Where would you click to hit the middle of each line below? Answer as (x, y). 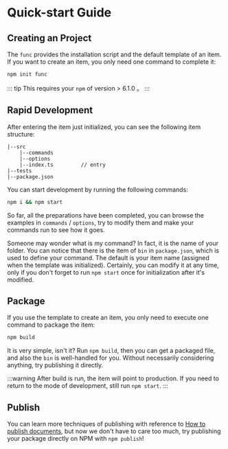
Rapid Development (50, 110)
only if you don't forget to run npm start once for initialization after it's (106, 272)
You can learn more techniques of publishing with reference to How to (106, 424)
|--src (16, 147)
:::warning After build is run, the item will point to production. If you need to (113, 378)
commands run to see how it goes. (56, 230)
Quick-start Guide (59, 13)
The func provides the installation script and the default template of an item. (114, 54)
